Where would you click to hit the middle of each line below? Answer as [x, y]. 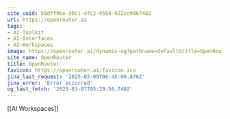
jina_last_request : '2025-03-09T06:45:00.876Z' [76, 76]
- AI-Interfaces [30, 39]
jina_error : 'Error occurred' [50, 83]
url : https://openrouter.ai [47, 20]
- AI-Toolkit [26, 32]
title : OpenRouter [33, 64]
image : [16, 52]
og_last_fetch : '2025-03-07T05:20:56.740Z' [70, 89]
